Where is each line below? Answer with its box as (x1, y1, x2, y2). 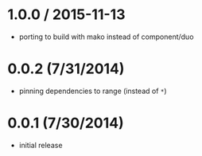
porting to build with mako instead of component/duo (18, 32, 194, 41)
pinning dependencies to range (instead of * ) (18, 86, 168, 96)
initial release (18, 140, 63, 150)
